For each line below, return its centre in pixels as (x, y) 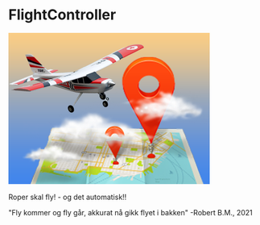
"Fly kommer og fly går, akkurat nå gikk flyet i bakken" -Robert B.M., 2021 (130, 212)
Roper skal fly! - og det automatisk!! (68, 197)
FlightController (62, 15)
